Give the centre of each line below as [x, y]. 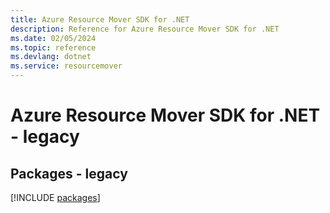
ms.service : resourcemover [66, 66]
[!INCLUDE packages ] [55, 197]
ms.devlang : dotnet [51, 57]
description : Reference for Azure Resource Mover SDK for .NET [145, 29]
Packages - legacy [69, 173]
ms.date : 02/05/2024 [53, 38]
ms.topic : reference [53, 47]
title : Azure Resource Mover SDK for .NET [100, 19]
